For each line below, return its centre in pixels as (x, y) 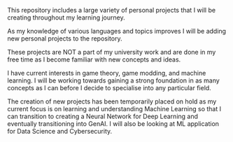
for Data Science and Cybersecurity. (60, 131)
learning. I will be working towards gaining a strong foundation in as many (114, 80)
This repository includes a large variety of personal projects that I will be (111, 10)
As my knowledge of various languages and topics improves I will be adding (116, 31)
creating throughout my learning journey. (66, 17)
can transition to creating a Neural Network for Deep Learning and (103, 116)
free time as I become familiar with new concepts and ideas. (94, 59)
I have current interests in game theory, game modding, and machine (107, 73)
